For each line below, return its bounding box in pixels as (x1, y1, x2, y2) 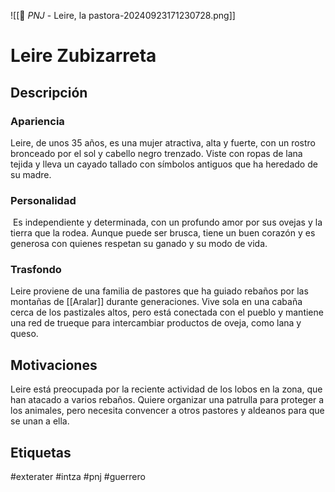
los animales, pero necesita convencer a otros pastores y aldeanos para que (10, 405, 325, 417)
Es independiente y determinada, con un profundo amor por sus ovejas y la (12, 216, 323, 229)
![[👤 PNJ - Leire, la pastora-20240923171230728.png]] (10, 10, 236, 21)
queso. (10, 328, 39, 340)
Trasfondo (10, 263, 62, 277)
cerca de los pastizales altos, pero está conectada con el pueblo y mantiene (10, 306, 324, 319)
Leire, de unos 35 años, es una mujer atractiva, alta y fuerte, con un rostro (10, 136, 316, 149)
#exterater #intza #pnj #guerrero (10, 471, 146, 483)
